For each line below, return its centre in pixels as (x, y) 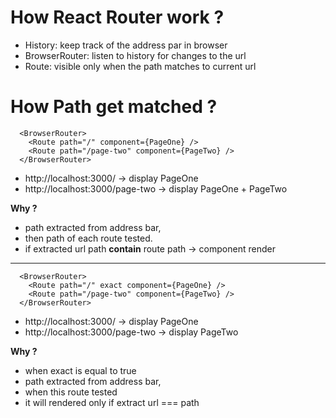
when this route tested (71, 392)
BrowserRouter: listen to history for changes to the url (135, 55)
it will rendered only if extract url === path (112, 402)
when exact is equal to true (80, 370)
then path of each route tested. (88, 238)
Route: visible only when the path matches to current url (140, 66)
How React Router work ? (117, 17)
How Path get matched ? (114, 107)
